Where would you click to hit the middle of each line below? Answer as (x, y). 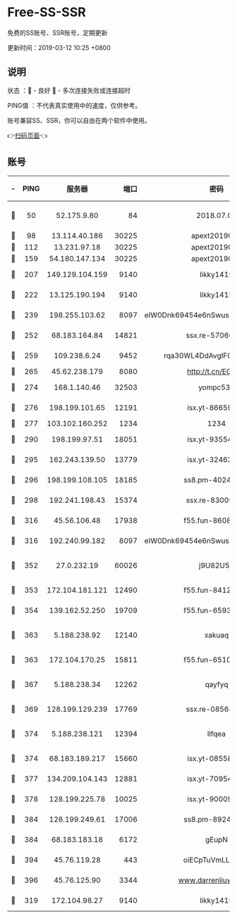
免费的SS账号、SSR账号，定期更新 (57, 32)
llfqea (217, 734)
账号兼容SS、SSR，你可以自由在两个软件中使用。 (79, 120)
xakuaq (217, 635)
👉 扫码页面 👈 (28, 135)
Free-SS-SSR (47, 12)
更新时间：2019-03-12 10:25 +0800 (59, 47)
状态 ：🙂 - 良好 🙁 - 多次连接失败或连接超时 (69, 90)
